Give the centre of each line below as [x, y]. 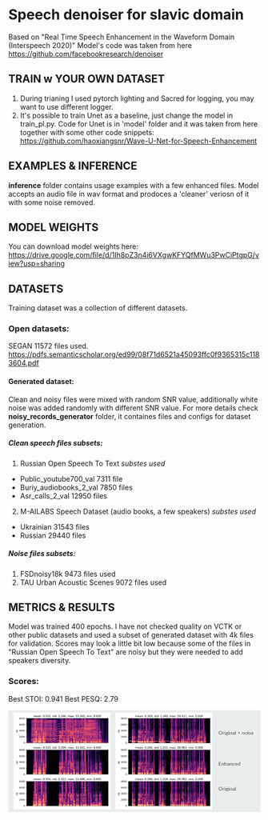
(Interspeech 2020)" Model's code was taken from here [100, 45]
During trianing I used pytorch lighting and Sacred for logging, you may [137, 98]
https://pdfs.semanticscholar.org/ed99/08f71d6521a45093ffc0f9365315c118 [134, 354]
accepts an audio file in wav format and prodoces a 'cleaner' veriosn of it [129, 194]
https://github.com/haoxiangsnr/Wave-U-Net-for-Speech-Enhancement [138, 141]
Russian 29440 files [53, 535]
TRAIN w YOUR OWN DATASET [87, 79]
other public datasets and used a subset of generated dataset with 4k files [131, 635]
